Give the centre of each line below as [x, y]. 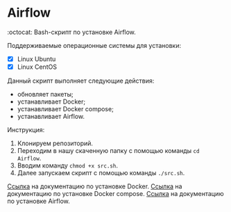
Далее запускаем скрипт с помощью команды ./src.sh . [101, 173]
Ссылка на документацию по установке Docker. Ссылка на [95, 186]
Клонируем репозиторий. [55, 143]
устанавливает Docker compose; [66, 109]
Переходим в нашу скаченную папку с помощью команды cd [108, 151]
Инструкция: [26, 130]
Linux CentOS [37, 67]
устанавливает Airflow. [51, 117]
